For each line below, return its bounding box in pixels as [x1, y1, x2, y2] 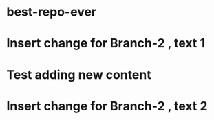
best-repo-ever [6, 4, 97, 20]
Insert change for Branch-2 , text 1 [6, 36, 206, 51]
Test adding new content [6, 67, 152, 82]
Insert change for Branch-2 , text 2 [6, 98, 208, 114]
